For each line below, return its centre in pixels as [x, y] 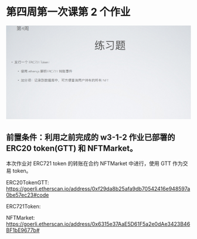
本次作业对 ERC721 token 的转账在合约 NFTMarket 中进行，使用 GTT [89, 164]
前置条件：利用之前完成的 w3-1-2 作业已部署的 [91, 137]
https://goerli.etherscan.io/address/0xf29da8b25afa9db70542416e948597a [98, 189]
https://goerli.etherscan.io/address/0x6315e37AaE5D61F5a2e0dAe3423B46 [98, 224]
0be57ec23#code [28, 195]
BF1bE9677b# [23, 230]
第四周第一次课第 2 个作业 [68, 12]
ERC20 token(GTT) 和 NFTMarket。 [72, 148]
